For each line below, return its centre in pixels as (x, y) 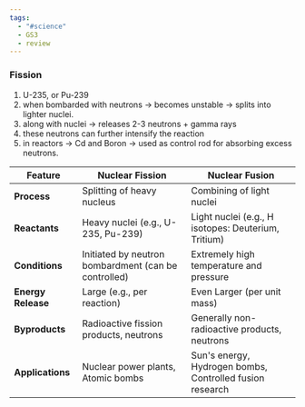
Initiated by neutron (123, 253)
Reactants (36, 228)
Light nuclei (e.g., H (232, 216)
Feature (44, 175)
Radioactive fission (122, 323)
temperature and (226, 265)
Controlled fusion (228, 378)
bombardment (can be (129, 265)
